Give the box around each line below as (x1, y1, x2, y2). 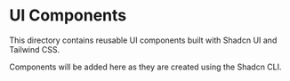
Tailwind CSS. (9, 44, 60, 54)
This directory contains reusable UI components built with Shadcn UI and (9, 35, 278, 45)
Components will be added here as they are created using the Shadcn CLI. (9, 61, 282, 72)
